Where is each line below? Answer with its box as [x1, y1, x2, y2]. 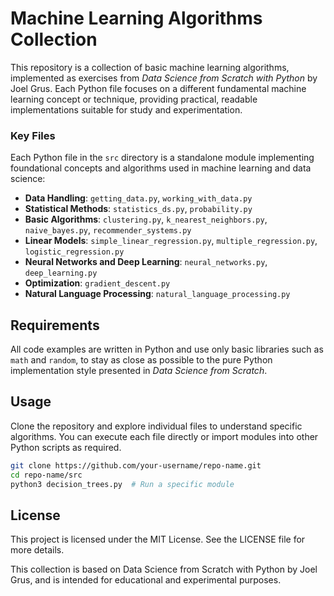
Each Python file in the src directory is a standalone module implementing [10, 152, 315, 164]
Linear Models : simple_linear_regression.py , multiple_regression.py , [24, 235, 318, 247]
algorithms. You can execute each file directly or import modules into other [10, 430, 319, 442]
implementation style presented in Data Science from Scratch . [10, 365, 268, 377]
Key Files [10, 128, 56, 142]
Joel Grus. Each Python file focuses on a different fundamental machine [10, 82, 307, 94]
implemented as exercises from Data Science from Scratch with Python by [10, 72, 318, 84]
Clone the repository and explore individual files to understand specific [10, 420, 303, 432]
